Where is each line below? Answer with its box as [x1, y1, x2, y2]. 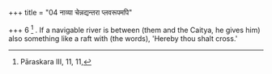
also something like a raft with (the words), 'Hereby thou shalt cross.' [8, 33, 238, 43]
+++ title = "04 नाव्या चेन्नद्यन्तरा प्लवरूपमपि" [8, 8, 133, 17]
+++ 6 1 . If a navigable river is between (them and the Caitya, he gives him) [8, 24, 261, 35]
